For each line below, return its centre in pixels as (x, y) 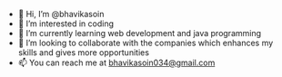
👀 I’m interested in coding (66, 24)
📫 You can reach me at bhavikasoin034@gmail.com (116, 63)
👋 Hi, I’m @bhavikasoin (61, 14)
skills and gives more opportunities (84, 53)
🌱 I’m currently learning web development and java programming (140, 33)
